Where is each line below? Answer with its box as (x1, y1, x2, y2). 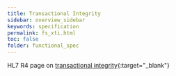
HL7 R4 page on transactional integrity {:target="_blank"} (7, 61, 170, 69)
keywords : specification (7, 23, 79, 30)
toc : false (7, 36, 39, 43)
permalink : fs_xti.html (7, 29, 77, 37)
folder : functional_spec (7, 42, 79, 49)
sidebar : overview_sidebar (7, 17, 86, 23)
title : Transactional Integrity (7, 10, 101, 17)
